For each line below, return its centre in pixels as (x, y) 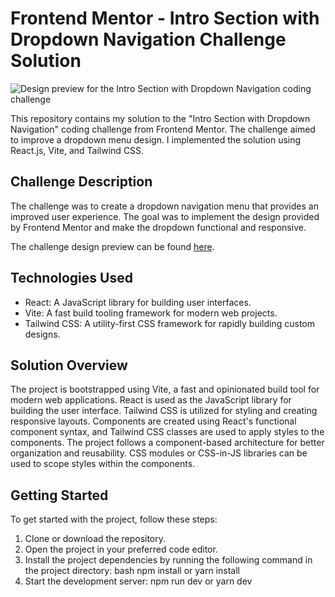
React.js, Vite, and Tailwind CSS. (77, 150)
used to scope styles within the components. (103, 464)
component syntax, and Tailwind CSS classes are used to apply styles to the (167, 432)
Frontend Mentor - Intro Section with (165, 18)
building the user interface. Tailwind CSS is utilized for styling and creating (164, 411)
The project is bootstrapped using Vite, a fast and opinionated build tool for (165, 389)
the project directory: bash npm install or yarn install (132, 571)
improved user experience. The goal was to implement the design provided (165, 216)
